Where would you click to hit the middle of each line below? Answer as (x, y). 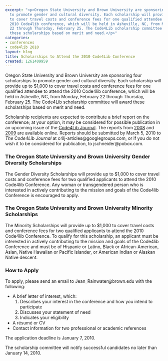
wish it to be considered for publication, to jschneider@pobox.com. (74, 144)
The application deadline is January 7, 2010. (50, 338)
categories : (17, 38)
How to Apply (22, 270)
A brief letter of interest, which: (44, 296)
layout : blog (19, 52)
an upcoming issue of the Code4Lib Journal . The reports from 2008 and (79, 128)
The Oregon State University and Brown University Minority (79, 208)
